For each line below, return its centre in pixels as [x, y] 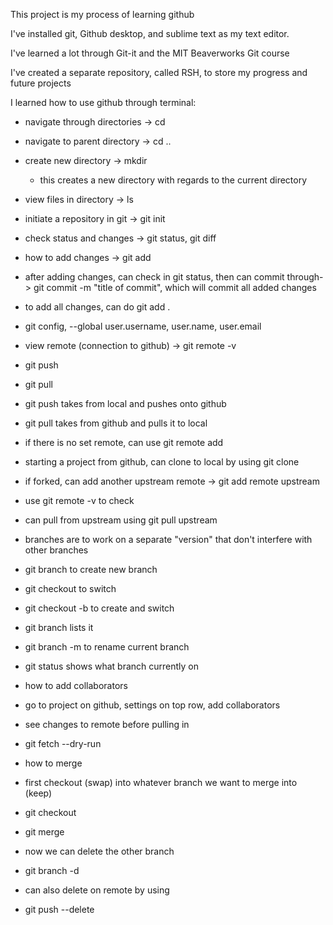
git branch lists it [59, 627]
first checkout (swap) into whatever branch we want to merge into [161, 782]
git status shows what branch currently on [112, 666]
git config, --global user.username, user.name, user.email [143, 326]
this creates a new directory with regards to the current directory [173, 180]
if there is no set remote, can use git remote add [124, 442]
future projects [41, 83]
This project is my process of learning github [102, 14]
